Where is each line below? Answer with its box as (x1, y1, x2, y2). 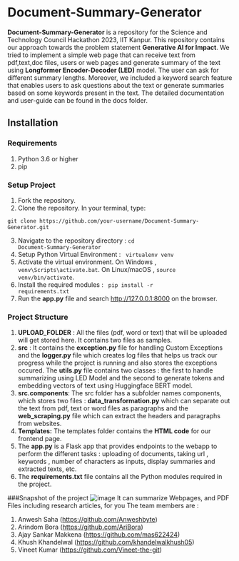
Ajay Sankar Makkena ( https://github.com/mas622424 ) (17, 530, 180, 539)
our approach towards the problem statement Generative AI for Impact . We (7, 43, 230, 51)
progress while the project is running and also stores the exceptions (17, 358, 218, 368)
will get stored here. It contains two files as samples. (17, 336, 173, 345)
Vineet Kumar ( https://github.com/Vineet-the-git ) (17, 545, 163, 554)
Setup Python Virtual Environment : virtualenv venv (17, 250, 174, 258)
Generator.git (7, 223, 50, 231)
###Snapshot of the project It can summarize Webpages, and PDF (7, 494, 230, 502)
